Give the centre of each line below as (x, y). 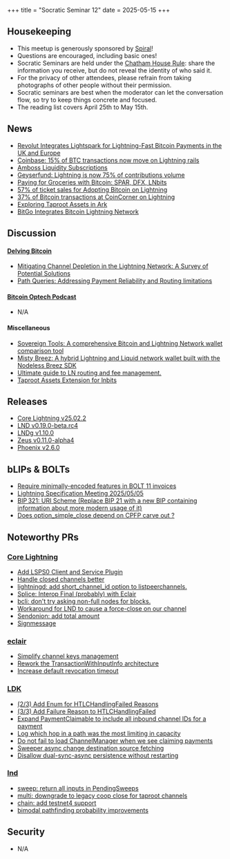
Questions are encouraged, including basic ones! (87, 55)
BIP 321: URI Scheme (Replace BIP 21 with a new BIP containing (107, 501)
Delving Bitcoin (29, 251)
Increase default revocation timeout (68, 671)
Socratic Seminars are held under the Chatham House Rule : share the (116, 63)
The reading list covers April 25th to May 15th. (83, 107)
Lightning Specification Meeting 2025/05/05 (80, 493)
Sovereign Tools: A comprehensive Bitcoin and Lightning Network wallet (120, 343)
